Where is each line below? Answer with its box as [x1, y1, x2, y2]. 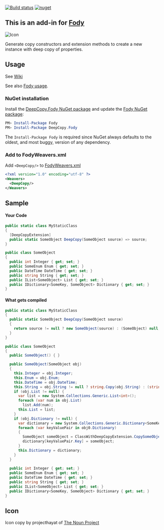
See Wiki [5, 73, 23, 79]
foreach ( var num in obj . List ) [18, 398, 82, 403]
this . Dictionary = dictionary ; [18, 448, 82, 453]
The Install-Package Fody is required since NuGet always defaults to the [5, 134, 152, 140]
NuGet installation [5, 95, 49, 102]
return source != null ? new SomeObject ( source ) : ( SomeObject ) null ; [14, 326, 161, 331]
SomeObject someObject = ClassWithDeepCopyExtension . [22, 434, 134, 439]
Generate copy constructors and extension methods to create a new [5, 41, 143, 47]
